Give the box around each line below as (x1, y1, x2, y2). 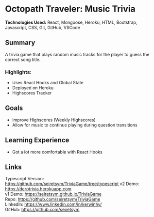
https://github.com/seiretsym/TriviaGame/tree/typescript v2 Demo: (5, 181, 139, 187)
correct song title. (5, 57, 41, 62)
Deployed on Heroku (12, 85, 53, 91)
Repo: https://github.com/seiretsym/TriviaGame (5, 196, 101, 202)
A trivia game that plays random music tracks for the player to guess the (5, 51, 150, 57)
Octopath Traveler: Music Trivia (5, 3, 136, 15)
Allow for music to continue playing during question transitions (12, 122, 137, 128)
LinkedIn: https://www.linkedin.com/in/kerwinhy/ (5, 201, 102, 207)
